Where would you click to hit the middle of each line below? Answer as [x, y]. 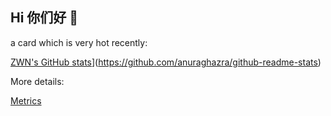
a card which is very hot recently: [79, 42]
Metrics [26, 100]
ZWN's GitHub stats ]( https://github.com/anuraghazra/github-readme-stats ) [166, 62]
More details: [37, 81]
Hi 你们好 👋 [44, 18]
